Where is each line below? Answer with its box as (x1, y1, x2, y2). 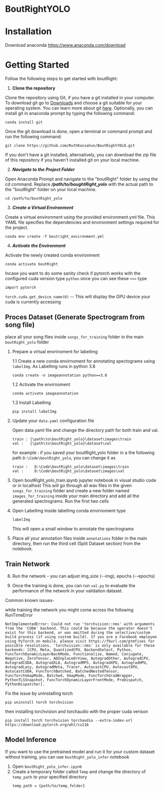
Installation (5, 26, 52, 37)
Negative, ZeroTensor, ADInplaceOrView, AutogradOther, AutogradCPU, (5, 656, 151, 661)
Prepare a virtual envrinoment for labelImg (12, 348, 98, 354)
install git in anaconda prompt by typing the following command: (5, 111, 135, 116)
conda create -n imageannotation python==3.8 (12, 372, 107, 378)
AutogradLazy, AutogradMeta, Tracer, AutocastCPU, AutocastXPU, (5, 664, 139, 669)
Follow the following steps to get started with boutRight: (5, 76, 118, 82)
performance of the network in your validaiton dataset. (12, 588, 123, 594)
